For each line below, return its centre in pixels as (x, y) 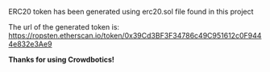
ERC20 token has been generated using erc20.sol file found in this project (131, 12)
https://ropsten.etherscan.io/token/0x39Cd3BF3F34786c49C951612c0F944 (135, 36)
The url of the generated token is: (64, 27)
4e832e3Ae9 (30, 44)
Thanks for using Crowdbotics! (62, 60)
